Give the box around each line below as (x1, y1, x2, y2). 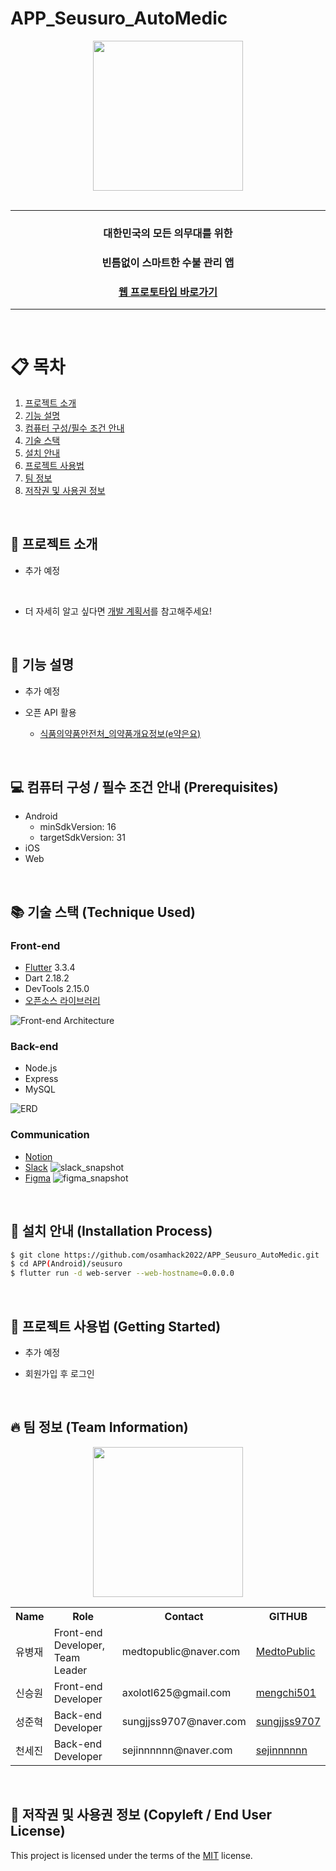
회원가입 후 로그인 (24, 1367, 95, 1379)
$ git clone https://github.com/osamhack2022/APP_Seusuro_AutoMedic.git (10, 1250, 320, 1260)
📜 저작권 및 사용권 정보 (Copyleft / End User (10, 1807, 273, 1824)
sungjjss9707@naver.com (121, 1714, 247, 1728)
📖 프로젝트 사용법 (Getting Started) (10, 1318, 222, 1335)
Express (24, 1073, 59, 1085)
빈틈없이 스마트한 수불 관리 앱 (101, 255, 235, 269)
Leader (53, 1663, 88, 1677)
